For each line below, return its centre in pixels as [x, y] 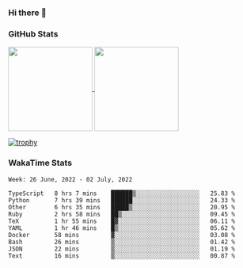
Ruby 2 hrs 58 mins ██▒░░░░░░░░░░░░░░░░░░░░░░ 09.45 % [122, 214]
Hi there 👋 [28, 13]
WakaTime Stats [40, 163]
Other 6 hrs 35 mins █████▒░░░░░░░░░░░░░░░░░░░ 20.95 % [122, 207]
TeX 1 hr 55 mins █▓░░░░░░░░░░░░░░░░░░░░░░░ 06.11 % [122, 221]
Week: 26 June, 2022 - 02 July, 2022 [70, 179]
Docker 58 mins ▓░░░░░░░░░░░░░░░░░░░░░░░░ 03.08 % [122, 235]
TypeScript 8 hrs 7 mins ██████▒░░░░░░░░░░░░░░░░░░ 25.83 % [122, 193]
